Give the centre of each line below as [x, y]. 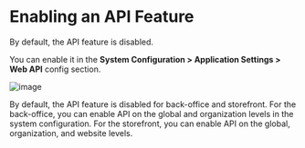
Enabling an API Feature [102, 17]
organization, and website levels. [71, 133]
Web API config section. [55, 69]
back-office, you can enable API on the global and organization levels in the [152, 113]
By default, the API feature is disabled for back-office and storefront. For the [153, 104]
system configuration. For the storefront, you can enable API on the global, [150, 123]
